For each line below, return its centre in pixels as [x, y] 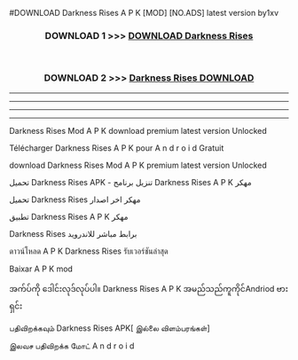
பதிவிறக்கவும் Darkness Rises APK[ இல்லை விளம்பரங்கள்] [110, 328]
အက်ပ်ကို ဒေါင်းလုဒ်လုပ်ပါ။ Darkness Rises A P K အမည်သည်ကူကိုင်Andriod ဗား [149, 288]
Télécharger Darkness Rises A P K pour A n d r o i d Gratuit [117, 148]
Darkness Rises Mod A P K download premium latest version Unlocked [138, 130]
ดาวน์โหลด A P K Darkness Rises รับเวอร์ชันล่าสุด [89, 251]
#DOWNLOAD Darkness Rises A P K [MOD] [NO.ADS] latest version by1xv [144, 13]
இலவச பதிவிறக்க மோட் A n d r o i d [72, 346]
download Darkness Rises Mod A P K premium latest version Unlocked [138, 165]
